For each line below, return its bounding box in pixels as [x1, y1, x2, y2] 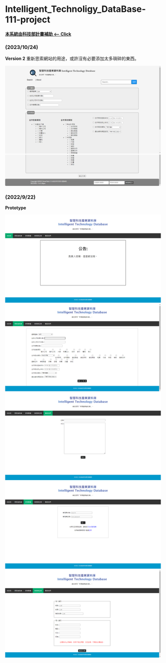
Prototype [5, 205, 26, 211]
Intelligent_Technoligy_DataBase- [5, 3, 146, 15]
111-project [5, 14, 50, 25]
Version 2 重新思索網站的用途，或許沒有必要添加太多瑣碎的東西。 [5, 55, 139, 61]
